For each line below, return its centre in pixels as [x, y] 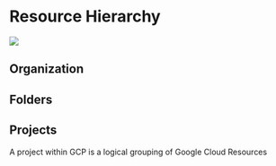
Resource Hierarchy [85, 17]
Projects [33, 131]
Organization [46, 69]
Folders [31, 99]
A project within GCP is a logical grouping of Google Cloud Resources [138, 152]
